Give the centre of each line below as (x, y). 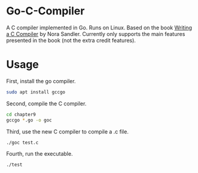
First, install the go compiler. (41, 81)
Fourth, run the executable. (39, 153)
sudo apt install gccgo (36, 92)
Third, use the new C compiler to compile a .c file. (67, 131)
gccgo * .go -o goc (29, 120)
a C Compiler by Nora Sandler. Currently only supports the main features (96, 34)
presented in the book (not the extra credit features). (71, 40)
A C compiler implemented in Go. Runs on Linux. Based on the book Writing (99, 28)
